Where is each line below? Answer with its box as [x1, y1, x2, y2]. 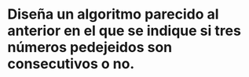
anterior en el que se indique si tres [7, 22, 241, 40]
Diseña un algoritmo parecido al [7, 5, 219, 23]
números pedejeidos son [7, 39, 173, 56]
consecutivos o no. [7, 55, 135, 73]
